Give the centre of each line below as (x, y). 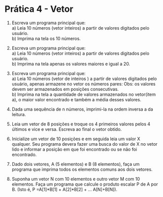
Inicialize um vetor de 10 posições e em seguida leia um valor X (76, 139)
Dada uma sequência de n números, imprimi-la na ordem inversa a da (82, 109)
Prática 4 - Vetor (39, 9)
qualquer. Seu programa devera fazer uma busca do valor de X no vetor (85, 144)
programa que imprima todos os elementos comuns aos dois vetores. (82, 169)
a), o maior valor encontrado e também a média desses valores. (76, 99)
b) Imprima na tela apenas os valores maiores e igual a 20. (71, 64)
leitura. (19, 114)
